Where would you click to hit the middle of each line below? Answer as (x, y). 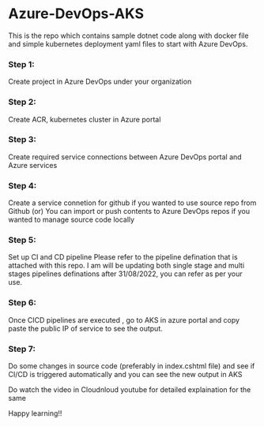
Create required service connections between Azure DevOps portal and (125, 157)
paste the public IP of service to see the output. (86, 328)
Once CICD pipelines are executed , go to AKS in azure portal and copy (124, 319)
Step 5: (23, 240)
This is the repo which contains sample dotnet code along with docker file (128, 35)
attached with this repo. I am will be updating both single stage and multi (126, 266)
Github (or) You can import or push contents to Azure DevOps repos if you (129, 211)
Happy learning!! (35, 413)
